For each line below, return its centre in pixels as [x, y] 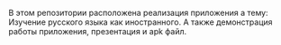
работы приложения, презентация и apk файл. [98, 31]
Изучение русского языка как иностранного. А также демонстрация [140, 22]
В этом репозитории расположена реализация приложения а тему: [138, 13]
